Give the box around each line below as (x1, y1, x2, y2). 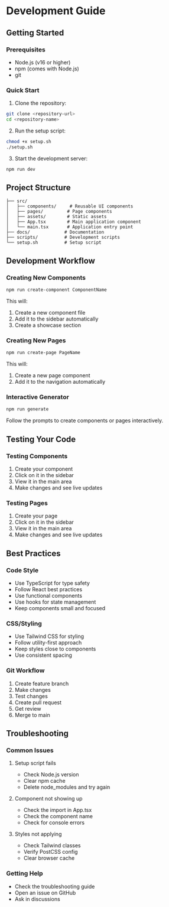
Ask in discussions (14, 895, 60, 902)
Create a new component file (14, 309, 86, 316)
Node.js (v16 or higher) (14, 59, 71, 66)
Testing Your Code (6, 434, 76, 444)
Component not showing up (14, 795, 83, 802)
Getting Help (6, 869, 43, 877)
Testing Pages (6, 498, 48, 507)
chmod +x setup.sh (6, 138, 51, 144)
